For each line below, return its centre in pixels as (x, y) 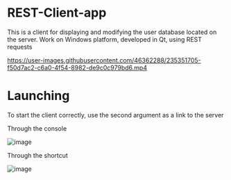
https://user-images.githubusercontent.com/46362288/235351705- (104, 60)
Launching (38, 96)
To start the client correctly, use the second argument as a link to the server (115, 115)
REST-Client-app (57, 13)
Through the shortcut (37, 155)
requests (20, 47)
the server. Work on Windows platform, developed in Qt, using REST (105, 39)
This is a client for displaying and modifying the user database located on (112, 32)
